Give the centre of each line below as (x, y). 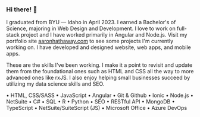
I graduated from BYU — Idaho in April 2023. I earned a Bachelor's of (91, 22)
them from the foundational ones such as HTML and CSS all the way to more (100, 71)
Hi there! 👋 (22, 9)
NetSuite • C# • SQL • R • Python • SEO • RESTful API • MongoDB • (91, 102)
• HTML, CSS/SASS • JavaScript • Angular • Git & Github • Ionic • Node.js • (100, 95)
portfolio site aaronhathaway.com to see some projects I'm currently (90, 41)
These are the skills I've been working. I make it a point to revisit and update (99, 65)
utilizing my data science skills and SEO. (55, 84)
